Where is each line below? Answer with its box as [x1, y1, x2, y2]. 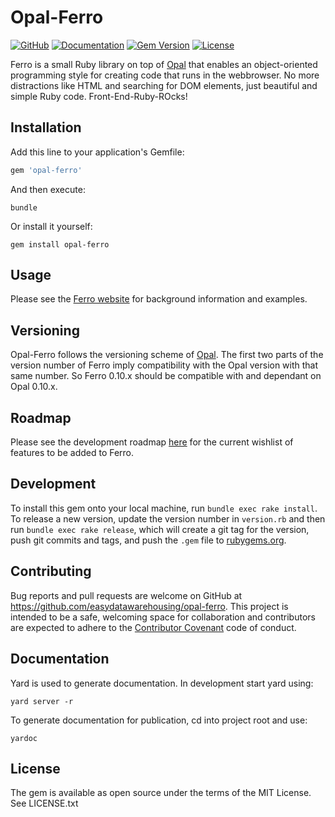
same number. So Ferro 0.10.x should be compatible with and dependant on [10, 370, 322, 382]
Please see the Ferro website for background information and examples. [10, 293, 308, 305]
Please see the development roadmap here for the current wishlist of [10, 436, 294, 448]
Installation [10, 119, 82, 136]
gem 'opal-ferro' [10, 165, 83, 175]
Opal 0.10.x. [10, 381, 58, 393]
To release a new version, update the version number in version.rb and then [10, 512, 326, 525]
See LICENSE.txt [10, 797, 79, 810]
